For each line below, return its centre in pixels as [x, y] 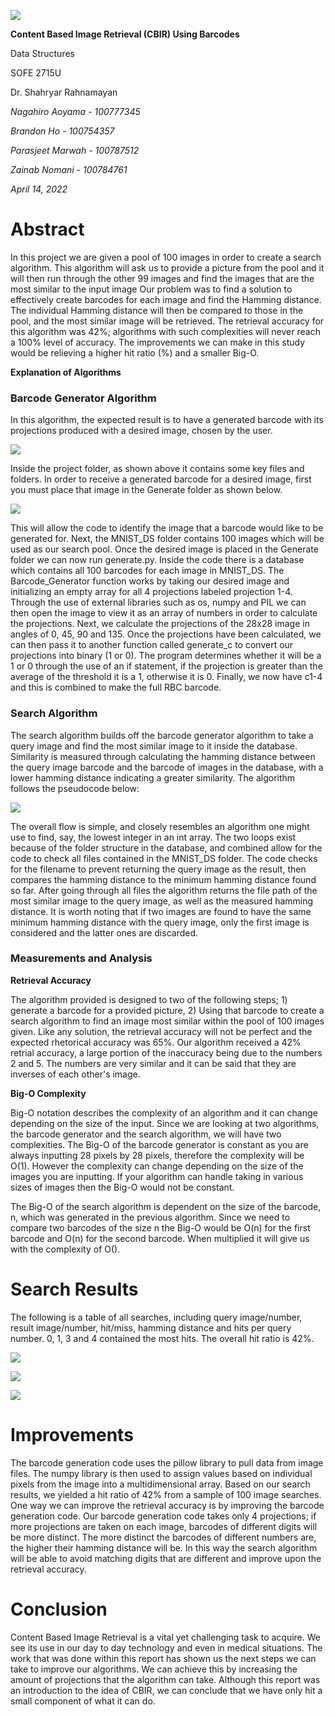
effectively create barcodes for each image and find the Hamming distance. [166, 299]
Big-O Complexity [48, 1093]
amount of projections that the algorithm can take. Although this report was [165, 1679]
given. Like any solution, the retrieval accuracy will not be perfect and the [161, 1031]
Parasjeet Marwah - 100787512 [75, 150]
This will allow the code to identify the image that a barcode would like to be [167, 528]
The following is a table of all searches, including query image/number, [156, 1317]
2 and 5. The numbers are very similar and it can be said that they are [153, 1063]
